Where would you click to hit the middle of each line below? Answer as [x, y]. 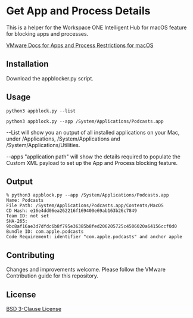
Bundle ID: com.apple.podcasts [45, 232]
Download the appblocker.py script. [50, 78]
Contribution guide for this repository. [52, 276]
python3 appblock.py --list [41, 111]
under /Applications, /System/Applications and [63, 139]
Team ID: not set [28, 216]
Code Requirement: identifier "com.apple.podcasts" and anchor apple [94, 237]
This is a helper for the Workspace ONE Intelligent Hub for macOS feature [96, 27]
